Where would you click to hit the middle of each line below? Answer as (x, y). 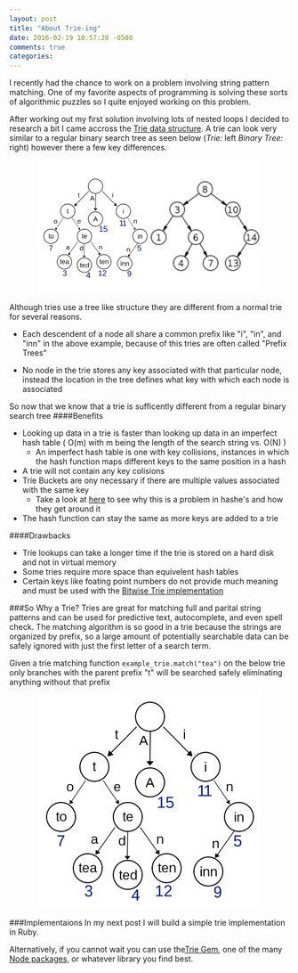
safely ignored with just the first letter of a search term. (110, 646)
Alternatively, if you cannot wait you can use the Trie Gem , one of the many (146, 950)
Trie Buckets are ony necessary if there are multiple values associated (151, 480)
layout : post (33, 19)
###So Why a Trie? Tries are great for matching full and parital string (135, 608)
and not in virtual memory (69, 562)
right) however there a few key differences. (88, 148)
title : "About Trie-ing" (55, 28)
